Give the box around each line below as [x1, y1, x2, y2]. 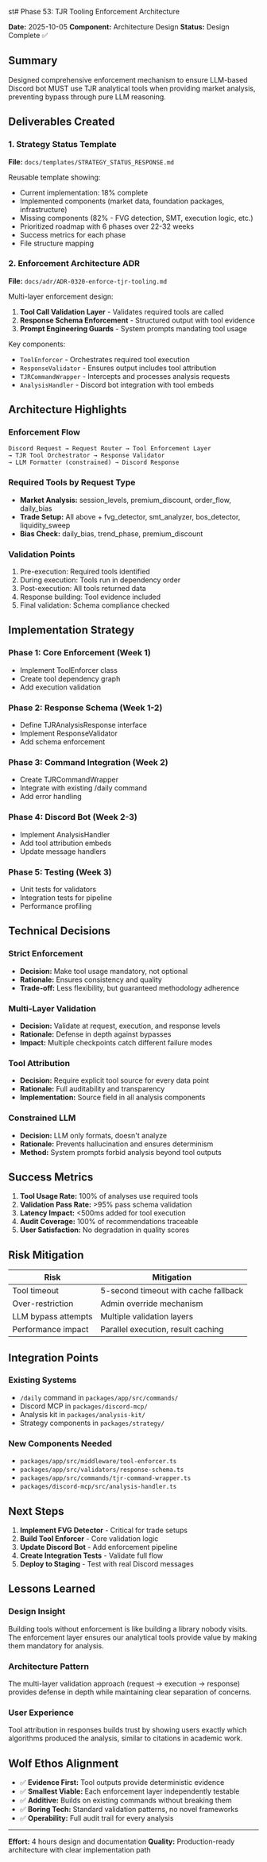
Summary [8, 54, 58, 68]
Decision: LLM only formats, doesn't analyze [19, 1130, 168, 1140]
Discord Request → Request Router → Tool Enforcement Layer [8, 445, 212, 453]
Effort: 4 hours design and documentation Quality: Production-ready [8, 1837, 235, 1846]
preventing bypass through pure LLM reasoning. [8, 91, 167, 102]
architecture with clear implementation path [8, 1845, 151, 1855]
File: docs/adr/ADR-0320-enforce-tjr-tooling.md [8, 276, 168, 285]
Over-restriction [12, 1298, 74, 1309]
